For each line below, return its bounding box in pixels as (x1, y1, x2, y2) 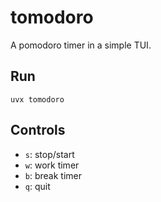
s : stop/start (24, 148, 75, 160)
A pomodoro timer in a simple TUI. (10, 39, 152, 51)
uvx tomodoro (10, 94, 65, 105)
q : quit (24, 180, 51, 192)
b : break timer (24, 169, 82, 181)
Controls (10, 122, 66, 139)
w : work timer (24, 159, 80, 171)
